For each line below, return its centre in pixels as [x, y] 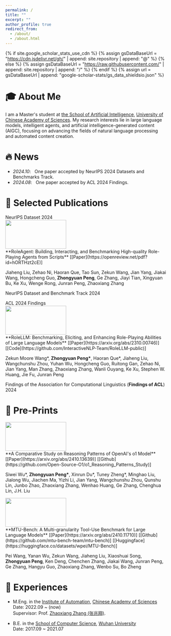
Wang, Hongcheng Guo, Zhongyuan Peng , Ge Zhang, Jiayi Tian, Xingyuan [84, 278]
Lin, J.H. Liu [18, 490]
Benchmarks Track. [33, 177]
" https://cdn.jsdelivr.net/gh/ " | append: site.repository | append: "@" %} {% [85, 58]
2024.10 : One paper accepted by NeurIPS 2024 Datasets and [78, 171]
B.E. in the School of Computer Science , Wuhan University [74, 623]
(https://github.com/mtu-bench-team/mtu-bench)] [58, 540]
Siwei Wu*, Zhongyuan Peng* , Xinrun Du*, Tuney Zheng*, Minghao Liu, [81, 474]
